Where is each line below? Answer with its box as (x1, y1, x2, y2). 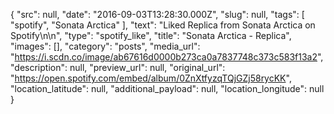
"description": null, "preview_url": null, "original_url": (10, 62, 226, 73)
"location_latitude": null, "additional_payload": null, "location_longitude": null (10, 83, 325, 94)
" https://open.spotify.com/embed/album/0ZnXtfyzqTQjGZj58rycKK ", (10, 72, 292, 84)
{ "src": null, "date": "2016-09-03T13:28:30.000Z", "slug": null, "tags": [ (10, 9, 305, 20)
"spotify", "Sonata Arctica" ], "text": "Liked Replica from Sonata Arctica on (10, 19, 316, 31)
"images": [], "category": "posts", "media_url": (10, 40, 201, 52)
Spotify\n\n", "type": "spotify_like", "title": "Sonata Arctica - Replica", (10, 30, 292, 41)
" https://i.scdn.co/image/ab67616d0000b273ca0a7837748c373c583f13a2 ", (10, 51, 324, 63)
